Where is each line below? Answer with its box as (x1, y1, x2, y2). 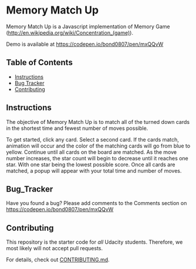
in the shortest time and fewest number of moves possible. (6, 125, 148, 132)
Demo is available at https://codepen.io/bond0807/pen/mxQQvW (6, 41, 164, 48)
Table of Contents (6, 58, 73, 68)
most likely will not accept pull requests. (6, 245, 103, 252)
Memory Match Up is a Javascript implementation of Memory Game (6, 23, 170, 30)
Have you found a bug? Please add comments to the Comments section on (6, 200, 187, 207)
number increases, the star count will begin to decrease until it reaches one (6, 154, 189, 162)
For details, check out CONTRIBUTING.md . (6, 256, 110, 263)
